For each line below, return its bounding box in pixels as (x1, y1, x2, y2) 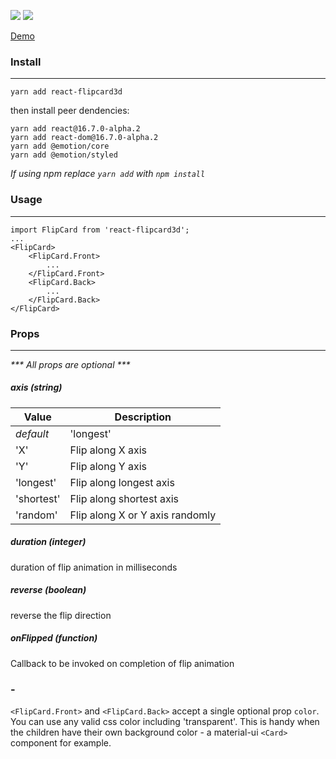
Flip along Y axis (69, 459, 147, 473)
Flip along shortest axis (69, 491, 179, 505)
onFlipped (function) (10, 632, 98, 644)
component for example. (10, 737, 112, 749)
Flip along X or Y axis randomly (69, 508, 217, 522)
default (15, 426, 50, 440)
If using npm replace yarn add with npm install (10, 168, 206, 180)
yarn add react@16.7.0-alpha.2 (10, 124, 141, 134)
